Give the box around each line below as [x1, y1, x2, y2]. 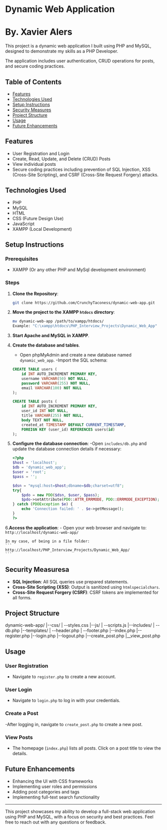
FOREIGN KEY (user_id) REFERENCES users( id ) [21, 427, 115, 432]
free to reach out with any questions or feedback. [5, 819, 107, 825]
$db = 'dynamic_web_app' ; [12, 465, 66, 470]
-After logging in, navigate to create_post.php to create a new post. [5, 721, 143, 727]
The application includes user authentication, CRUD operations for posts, [5, 58, 155, 64]
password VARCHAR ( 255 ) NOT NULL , [21, 381, 91, 386]
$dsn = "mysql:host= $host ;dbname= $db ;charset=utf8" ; [12, 483, 124, 488]
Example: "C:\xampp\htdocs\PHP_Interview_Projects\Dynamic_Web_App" [12, 324, 158, 329]
